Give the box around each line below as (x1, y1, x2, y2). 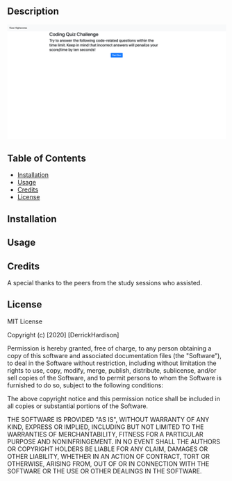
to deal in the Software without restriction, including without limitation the (7, 359, 217, 367)
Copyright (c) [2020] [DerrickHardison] (7, 330, 119, 339)
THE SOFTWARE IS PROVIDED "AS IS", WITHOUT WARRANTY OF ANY (7, 415, 210, 423)
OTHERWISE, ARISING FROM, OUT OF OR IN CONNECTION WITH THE (7, 459, 210, 468)
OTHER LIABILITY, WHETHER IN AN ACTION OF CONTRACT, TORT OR (7, 452, 210, 460)
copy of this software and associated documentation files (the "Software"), (7, 351, 222, 360)
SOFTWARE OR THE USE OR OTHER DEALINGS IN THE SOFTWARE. (7, 466, 202, 475)
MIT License (7, 317, 43, 326)
